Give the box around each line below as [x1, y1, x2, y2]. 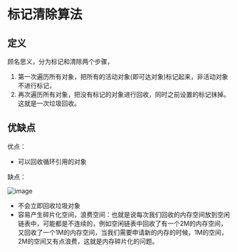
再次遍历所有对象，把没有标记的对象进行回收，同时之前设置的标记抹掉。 [17, 90, 230, 98]
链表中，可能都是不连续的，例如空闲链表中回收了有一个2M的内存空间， [17, 219, 227, 228]
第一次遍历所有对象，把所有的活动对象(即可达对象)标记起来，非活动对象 [17, 73, 229, 80]
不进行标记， [17, 81, 56, 90]
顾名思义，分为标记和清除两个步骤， [7, 58, 114, 65]
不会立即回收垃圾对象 [17, 201, 80, 210]
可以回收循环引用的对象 [17, 157, 87, 166]
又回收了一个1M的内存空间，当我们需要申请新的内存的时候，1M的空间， [17, 228, 228, 236]
